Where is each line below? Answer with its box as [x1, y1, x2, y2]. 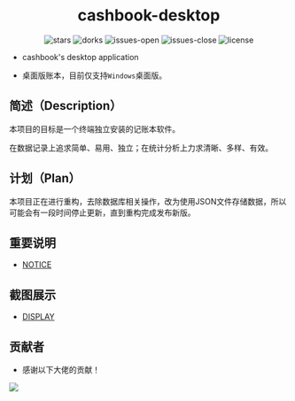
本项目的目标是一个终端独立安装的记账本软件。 [9, 123, 180, 134]
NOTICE [21, 259, 52, 270]
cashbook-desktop [77, 5, 221, 26]
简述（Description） [9, 98, 122, 113]
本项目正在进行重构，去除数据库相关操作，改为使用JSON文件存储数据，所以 [9, 196, 287, 206]
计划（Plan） [9, 171, 82, 186]
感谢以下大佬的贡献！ [21, 365, 100, 374]
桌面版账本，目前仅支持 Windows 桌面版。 [21, 70, 167, 81]
